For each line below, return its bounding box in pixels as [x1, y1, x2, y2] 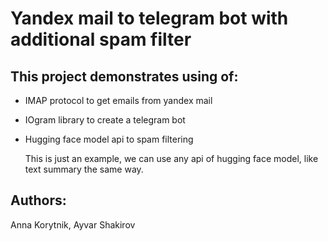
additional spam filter [10, 28, 192, 51]
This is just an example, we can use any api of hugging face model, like [24, 153, 319, 164]
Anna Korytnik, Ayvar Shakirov [10, 218, 136, 231]
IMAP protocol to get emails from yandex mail [24, 95, 213, 106]
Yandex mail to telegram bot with [10, 7, 289, 30]
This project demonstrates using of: [10, 68, 239, 85]
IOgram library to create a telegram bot [24, 114, 186, 126]
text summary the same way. [24, 163, 144, 175]
